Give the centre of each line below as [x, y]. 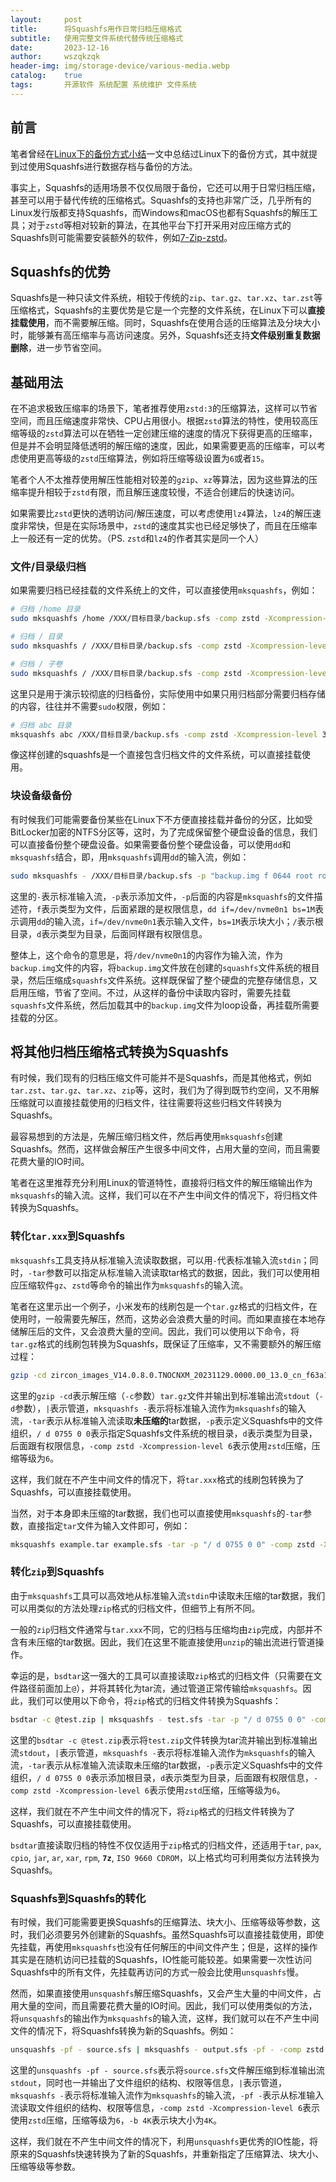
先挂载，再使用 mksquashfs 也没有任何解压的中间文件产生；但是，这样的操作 [164, 1947]
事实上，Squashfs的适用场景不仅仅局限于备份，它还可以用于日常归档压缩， [165, 187]
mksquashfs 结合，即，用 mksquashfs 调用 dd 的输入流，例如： [130, 857]
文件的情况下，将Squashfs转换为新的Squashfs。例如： [123, 2030]
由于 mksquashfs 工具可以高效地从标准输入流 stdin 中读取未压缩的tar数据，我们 [168, 1595]
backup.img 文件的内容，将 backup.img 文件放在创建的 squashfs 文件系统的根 [161, 967]
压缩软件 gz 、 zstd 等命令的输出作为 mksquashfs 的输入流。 [133, 1285]
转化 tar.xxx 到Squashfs [68, 1236]
